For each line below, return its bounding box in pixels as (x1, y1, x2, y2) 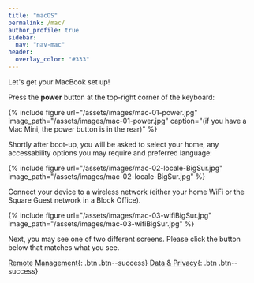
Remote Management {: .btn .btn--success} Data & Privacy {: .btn (8, 258, 217, 267)
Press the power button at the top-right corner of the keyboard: (8, 92, 215, 102)
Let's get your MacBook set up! (8, 76, 110, 87)
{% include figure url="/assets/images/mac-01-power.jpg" (8, 107, 198, 117)
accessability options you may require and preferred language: (8, 147, 213, 158)
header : (8, 48, 34, 56)
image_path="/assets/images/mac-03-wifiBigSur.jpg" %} (8, 218, 195, 229)
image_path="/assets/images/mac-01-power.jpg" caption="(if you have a (8, 116, 247, 125)
